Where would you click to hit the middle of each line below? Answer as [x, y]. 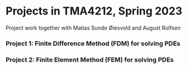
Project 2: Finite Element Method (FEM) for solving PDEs [90, 60]
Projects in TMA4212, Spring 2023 [94, 11]
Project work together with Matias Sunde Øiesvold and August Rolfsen [93, 28]
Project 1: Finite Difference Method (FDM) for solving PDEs [93, 43]
